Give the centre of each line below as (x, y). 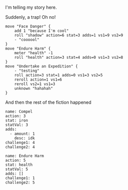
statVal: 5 (17, 169)
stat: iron (17, 121)
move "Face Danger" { (28, 26)
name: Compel (19, 111)
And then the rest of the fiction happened (48, 102)
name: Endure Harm (25, 156)
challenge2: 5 (20, 182)
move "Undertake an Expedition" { (42, 66)
